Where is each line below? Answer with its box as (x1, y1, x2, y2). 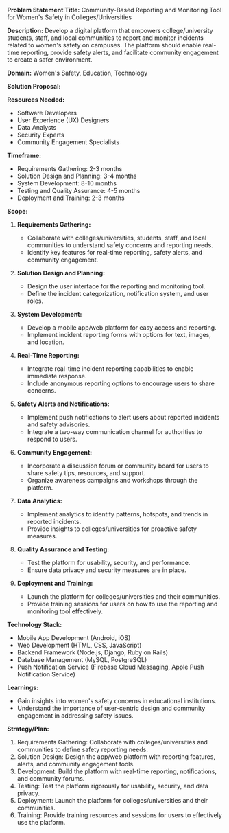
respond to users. (27, 435, 77, 443)
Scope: (7, 207, 28, 215)
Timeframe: (7, 151, 42, 159)
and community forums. (16, 775, 85, 782)
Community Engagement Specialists (16, 138, 120, 146)
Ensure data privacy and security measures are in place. (27, 566, 186, 574)
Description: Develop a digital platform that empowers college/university (7, 27, 214, 34)
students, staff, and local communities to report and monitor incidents (7, 34, 204, 42)
